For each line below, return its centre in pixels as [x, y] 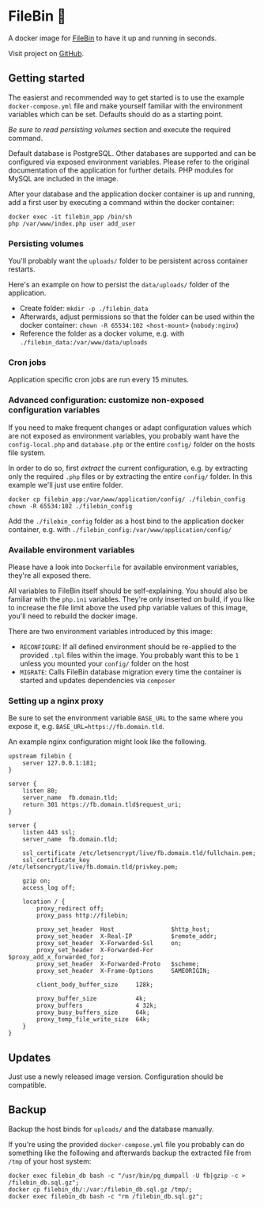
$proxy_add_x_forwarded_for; [56, 957]
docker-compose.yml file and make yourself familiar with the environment [126, 105]
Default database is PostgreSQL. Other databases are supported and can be [132, 153]
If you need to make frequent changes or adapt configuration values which [130, 427]
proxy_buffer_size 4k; [92, 999]
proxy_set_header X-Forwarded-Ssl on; [109, 944]
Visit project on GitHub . [46, 53]
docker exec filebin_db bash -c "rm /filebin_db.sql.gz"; [106, 1196]
